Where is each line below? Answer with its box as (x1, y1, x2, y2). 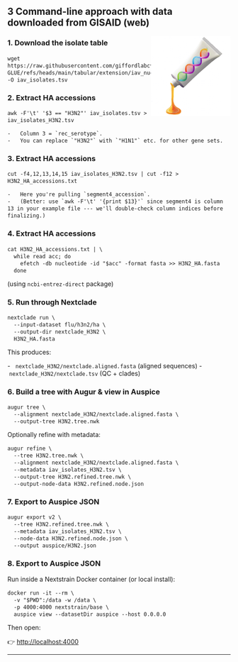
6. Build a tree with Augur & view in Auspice (7, 387, 161, 397)
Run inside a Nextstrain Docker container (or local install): (7, 575, 176, 583)
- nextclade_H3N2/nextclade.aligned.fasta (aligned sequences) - (7, 361, 203, 370)
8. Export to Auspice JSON (7, 558, 101, 568)
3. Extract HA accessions (7, 153, 96, 163)
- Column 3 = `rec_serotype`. (7, 130, 103, 137)
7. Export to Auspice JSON (7, 497, 100, 507)
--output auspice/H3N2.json (13, 542, 97, 549)
